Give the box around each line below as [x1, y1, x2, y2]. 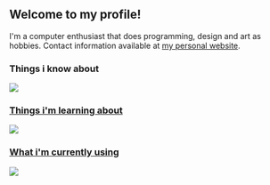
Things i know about [9, 62, 100, 75]
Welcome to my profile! [9, 7, 142, 22]
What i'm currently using [9, 146, 119, 158]
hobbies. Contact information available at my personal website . [9, 40, 241, 51]
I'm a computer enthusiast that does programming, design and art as [9, 30, 261, 41]
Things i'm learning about [9, 104, 123, 117]
